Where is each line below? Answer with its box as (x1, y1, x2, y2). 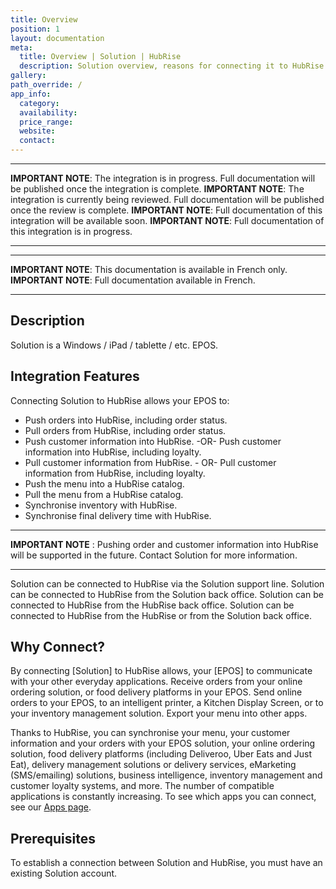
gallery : (10, 71, 47, 81)
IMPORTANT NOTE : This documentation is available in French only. (10, 264, 288, 275)
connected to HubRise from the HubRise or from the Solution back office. (10, 609, 313, 621)
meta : (10, 42, 33, 53)
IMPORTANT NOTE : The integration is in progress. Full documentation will (10, 172, 316, 184)
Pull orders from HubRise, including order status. (24, 424, 227, 436)
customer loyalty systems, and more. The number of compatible (10, 780, 275, 792)
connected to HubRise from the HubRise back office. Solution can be (10, 599, 295, 611)
